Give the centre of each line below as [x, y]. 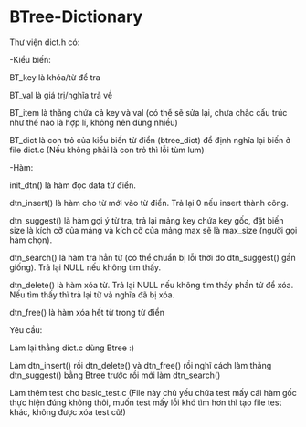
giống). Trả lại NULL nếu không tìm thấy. [85, 267]
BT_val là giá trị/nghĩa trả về [61, 95]
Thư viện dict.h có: [45, 42]
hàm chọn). [31, 240]
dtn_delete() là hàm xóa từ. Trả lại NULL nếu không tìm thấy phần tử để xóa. [152, 285]
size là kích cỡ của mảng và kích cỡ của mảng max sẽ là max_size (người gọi [153, 230]
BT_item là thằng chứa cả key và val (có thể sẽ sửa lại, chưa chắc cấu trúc [148, 112]
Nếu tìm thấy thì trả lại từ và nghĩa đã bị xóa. [92, 295]
